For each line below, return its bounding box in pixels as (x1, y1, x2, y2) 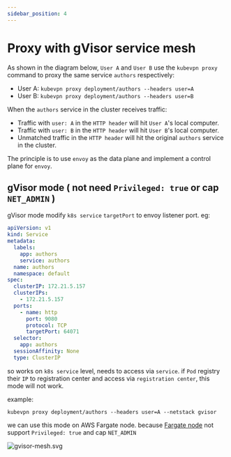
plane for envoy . (7, 162, 52, 170)
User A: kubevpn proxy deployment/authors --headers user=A (17, 84, 194, 93)
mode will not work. (7, 381, 64, 390)
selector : (13, 335, 42, 342)
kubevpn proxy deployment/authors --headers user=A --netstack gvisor (7, 408, 217, 415)
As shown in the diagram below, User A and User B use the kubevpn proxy (7, 63, 218, 72)
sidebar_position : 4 (7, 10, 68, 17)
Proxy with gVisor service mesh (7, 40, 196, 56)
